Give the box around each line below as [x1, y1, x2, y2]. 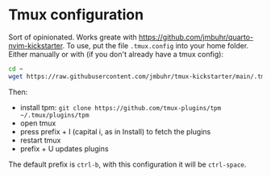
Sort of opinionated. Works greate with [8, 32, 137, 42]
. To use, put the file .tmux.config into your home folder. [62, 40, 249, 50]
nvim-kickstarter [8, 40, 63, 50]
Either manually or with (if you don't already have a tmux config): [8, 49, 224, 59]
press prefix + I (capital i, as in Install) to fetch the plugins [19, 126, 211, 136]
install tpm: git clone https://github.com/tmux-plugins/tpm [19, 102, 222, 112]
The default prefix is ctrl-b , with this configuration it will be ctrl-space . [8, 159, 247, 169]
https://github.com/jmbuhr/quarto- [138, 32, 254, 42]
